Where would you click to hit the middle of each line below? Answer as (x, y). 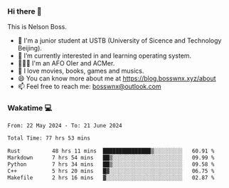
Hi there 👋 (25, 11)
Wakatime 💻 (30, 108)
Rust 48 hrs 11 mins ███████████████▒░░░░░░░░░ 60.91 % (111, 151)
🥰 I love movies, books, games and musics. (81, 71)
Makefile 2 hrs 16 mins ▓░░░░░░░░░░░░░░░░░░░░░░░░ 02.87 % (111, 177)
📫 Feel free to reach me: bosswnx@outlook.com (89, 87)
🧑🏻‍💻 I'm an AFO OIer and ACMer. (66, 63)
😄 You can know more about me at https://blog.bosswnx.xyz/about (117, 78)
